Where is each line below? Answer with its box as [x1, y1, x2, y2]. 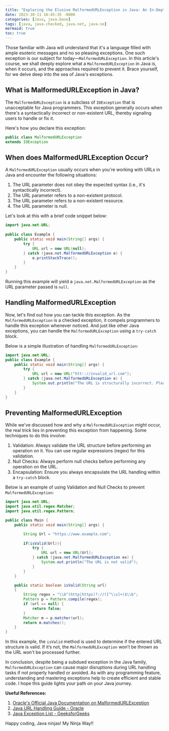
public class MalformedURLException [5, 134, 82, 140]
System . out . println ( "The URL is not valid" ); [41, 559, 138, 564]
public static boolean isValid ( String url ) [14, 583, 107, 588]
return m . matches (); [23, 620, 66, 625]
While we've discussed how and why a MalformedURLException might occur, [5, 422, 161, 428]
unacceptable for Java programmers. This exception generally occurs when [5, 104, 162, 111]
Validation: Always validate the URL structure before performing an [12, 442, 151, 448]
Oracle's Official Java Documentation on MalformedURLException [12, 700, 149, 706]
